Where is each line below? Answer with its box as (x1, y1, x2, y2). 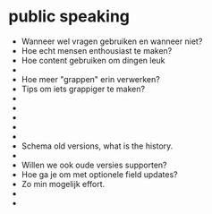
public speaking (8, 6, 131, 27)
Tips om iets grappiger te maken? (21, 83, 145, 94)
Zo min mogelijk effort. (21, 178, 106, 189)
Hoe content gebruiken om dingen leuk (21, 55, 166, 65)
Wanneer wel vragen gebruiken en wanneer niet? (21, 36, 203, 47)
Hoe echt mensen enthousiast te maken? (21, 45, 173, 56)
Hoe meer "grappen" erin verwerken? (21, 73, 160, 84)
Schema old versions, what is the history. (21, 141, 174, 151)
